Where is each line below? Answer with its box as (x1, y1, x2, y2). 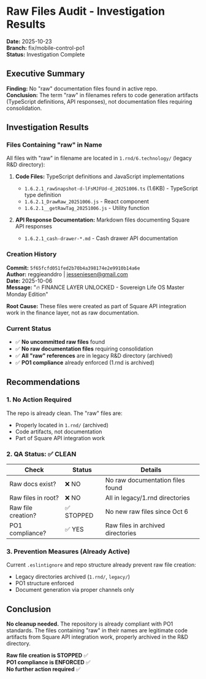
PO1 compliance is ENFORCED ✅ (6, 659, 91, 666)
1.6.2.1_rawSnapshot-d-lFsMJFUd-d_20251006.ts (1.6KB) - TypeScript (24, 185, 198, 192)
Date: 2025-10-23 (6, 37, 52, 45)
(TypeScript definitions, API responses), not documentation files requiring (6, 98, 193, 105)
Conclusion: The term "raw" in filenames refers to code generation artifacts (6, 91, 199, 99)
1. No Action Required (6, 395, 72, 404)
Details (140, 465, 162, 474)
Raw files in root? (9, 494, 59, 502)
